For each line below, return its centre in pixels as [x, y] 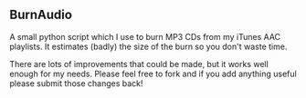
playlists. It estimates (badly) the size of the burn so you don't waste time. [148, 46]
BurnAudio [41, 15]
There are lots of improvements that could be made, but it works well [139, 64]
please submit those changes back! [76, 83]
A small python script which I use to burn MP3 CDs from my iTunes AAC [145, 36]
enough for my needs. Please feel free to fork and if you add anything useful [153, 73]
